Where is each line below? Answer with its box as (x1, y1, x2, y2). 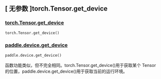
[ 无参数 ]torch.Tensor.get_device (5, 4, 108, 13)
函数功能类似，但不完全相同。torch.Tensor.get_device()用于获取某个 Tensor (5, 62, 156, 68)
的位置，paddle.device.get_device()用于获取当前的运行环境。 (5, 68, 128, 74)
